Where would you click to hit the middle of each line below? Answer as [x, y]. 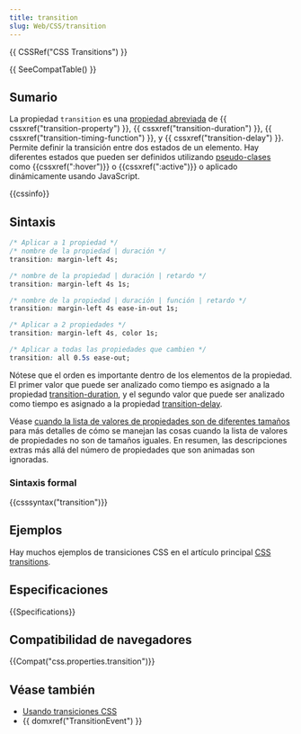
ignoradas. [29, 459]
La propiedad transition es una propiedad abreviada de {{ [118, 119]
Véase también [53, 689]
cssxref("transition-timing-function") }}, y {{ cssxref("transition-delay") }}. [147, 138]
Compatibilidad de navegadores [101, 640]
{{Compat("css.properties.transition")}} [82, 661]
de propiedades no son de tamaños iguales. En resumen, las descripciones [148, 440]
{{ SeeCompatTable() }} [53, 69]
